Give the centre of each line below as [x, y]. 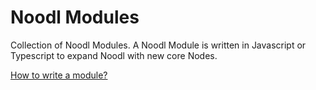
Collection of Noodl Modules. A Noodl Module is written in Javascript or [158, 45]
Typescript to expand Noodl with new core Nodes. [114, 55]
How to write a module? [59, 75]
